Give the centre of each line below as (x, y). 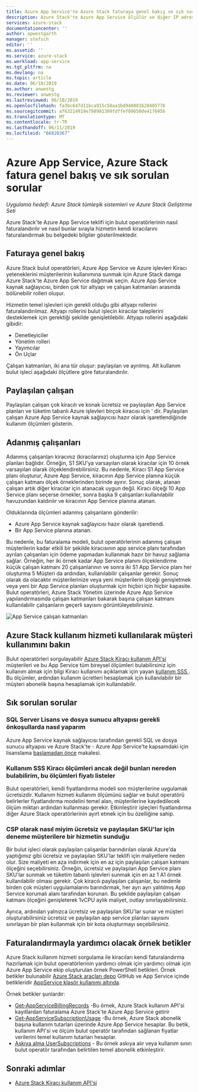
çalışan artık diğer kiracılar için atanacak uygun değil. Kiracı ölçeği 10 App (96, 489)
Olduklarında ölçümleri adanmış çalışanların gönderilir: (72, 512)
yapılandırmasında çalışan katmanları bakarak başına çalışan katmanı (90, 599)
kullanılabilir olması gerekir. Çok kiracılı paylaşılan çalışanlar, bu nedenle (94, 881)
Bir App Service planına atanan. (53, 530)
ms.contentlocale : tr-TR (37, 122)
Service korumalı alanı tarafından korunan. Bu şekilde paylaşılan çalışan (93, 894)
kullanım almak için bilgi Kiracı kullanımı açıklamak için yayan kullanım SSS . (98, 672)
